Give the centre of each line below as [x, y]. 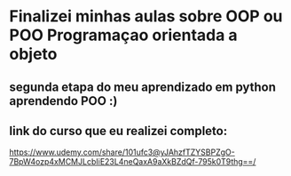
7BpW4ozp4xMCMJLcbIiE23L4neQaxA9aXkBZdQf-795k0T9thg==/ [133, 162]
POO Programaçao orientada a [123, 35]
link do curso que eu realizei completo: [118, 131]
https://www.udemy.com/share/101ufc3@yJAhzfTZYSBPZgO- [122, 152]
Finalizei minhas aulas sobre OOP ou [146, 16]
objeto [33, 54]
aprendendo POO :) [63, 101]
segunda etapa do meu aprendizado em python [143, 87]
